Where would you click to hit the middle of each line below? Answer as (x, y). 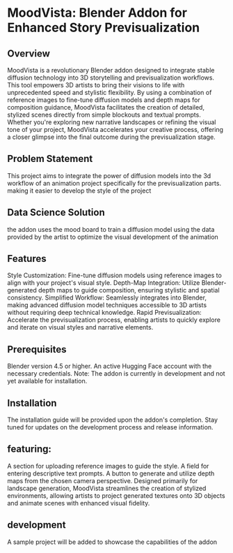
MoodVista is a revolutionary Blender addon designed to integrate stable (111, 70)
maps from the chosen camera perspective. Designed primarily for (103, 480)
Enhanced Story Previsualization (104, 28)
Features (27, 259)
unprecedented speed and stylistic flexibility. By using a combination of (110, 93)
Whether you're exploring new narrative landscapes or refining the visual (112, 122)
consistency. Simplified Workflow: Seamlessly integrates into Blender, (107, 297)
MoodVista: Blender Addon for (97, 13)
